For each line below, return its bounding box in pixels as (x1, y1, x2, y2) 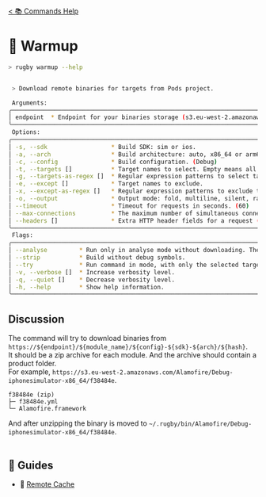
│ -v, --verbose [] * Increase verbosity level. (8, 268, 176, 276)
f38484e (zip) (8, 391, 55, 399)
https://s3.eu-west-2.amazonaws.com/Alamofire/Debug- (52, 369, 234, 377)
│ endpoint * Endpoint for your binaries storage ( (8, 113, 186, 121)
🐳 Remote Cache (19, 479, 75, 489)
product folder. (8, 359, 57, 369)
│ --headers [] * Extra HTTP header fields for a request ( (8, 216, 260, 224)
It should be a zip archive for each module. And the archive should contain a (8, 350, 257, 360)
